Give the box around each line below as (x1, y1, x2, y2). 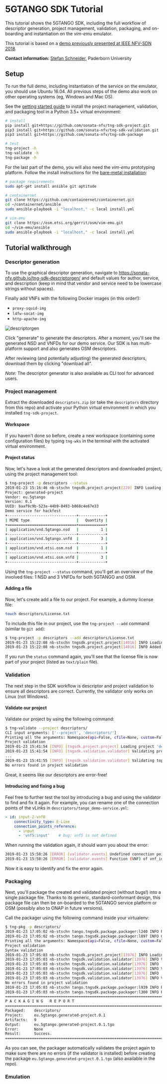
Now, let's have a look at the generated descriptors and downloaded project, (5, 465, 162, 471)
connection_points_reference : (14, 824, 77, 829)
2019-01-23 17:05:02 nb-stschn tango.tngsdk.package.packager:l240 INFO (5, 929, 159, 934)
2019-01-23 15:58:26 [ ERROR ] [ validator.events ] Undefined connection (5, 852, 155, 857)
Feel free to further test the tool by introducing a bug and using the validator (5, 794, 161, 800)
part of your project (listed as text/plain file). (5, 659, 98, 665)
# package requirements (5, 179, 55, 184)
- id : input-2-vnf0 (5, 814, 46, 819)
